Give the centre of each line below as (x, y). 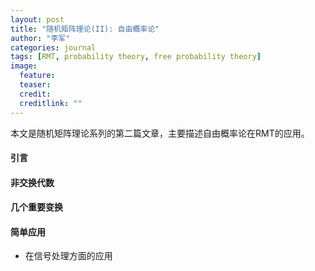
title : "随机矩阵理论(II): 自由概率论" (85, 29)
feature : (37, 76)
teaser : (35, 85)
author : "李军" (40, 38)
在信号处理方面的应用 (68, 256)
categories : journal (53, 47)
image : (24, 66)
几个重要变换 (36, 207)
